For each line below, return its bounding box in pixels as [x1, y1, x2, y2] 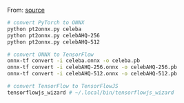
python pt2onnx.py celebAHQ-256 [7, 32, 100, 39]
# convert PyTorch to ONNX [7, 19, 85, 26]
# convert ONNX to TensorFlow [7, 51, 94, 58]
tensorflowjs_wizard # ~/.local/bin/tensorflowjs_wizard [7, 89, 174, 96]
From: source [7, 6, 45, 14]
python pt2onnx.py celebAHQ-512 [7, 38, 100, 46]
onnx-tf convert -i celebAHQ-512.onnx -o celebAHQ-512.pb [7, 71, 177, 77]
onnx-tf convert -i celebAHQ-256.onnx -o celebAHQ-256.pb [7, 64, 177, 71]
